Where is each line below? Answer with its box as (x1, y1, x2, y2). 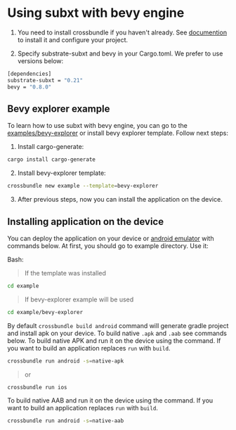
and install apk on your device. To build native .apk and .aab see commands (7, 329, 227, 337)
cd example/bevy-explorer (7, 308, 83, 315)
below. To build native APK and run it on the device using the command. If (7, 336, 221, 345)
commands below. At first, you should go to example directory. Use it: (7, 241, 209, 250)
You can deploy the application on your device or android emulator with (7, 234, 214, 242)
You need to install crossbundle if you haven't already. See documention (17, 28, 227, 37)
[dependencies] (7, 70, 52, 77)
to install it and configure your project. (17, 35, 129, 44)
